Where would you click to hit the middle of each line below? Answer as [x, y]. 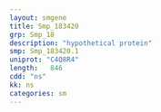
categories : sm [38, 93]
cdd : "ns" [28, 77]
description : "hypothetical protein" [81, 43]
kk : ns [22, 85]
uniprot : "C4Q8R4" [44, 60]
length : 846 [36, 69]
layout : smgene [38, 18]
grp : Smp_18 [32, 34]
